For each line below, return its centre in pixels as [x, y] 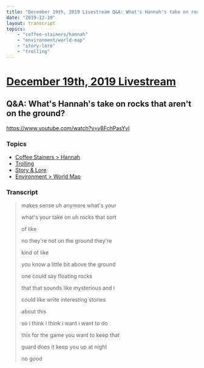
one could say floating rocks [57, 276]
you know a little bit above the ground [68, 265]
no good [32, 359]
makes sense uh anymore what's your [69, 206]
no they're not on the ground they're [66, 241]
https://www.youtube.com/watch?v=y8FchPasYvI [68, 128]
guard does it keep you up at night [64, 347]
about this [34, 311]
